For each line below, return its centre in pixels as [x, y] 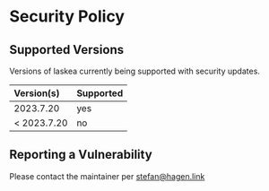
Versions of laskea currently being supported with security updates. [134, 71]
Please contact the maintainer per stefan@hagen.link [107, 176]
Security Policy [67, 17]
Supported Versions [66, 50]
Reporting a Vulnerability [81, 155]
